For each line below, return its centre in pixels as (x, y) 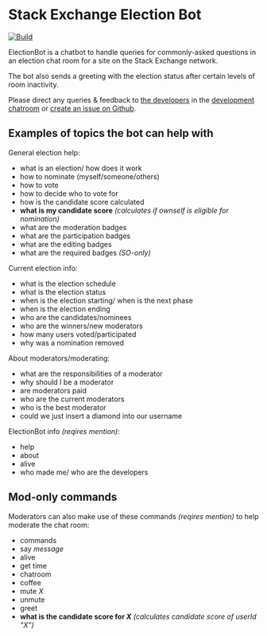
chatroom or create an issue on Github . (72, 108)
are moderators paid (53, 390)
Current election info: (43, 268)
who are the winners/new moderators (81, 326)
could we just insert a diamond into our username (101, 416)
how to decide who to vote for (69, 193)
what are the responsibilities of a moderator (91, 373)
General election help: (44, 152)
